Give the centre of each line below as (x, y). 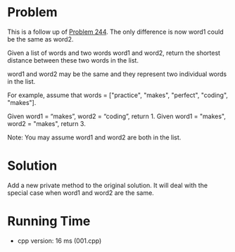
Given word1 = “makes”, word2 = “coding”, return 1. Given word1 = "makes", (117, 116)
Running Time (49, 221)
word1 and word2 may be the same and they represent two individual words (117, 74)
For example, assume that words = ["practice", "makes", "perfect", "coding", (118, 95)
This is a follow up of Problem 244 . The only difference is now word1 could (115, 32)
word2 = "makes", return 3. (46, 123)
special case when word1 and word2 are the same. (81, 193)
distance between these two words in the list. (73, 60)
